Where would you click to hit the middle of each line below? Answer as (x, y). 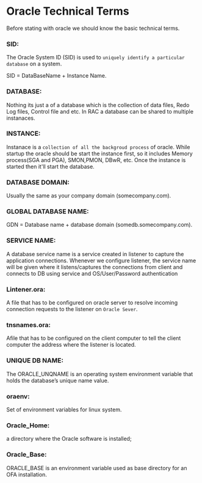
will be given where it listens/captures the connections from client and (95, 267)
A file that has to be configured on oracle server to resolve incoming (92, 303)
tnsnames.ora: (28, 325)
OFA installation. (27, 474)
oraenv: (18, 396)
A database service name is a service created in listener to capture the (95, 254)
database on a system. (34, 64)
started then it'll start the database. (50, 166)
